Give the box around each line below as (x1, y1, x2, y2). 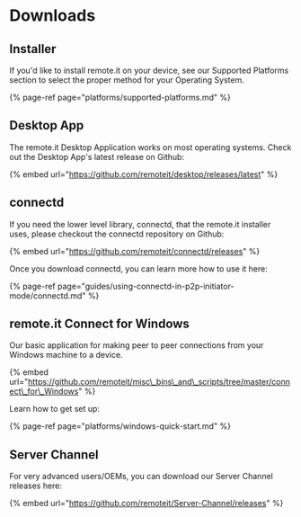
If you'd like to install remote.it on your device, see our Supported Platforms (9, 65, 289, 76)
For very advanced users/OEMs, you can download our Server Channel (9, 471, 274, 482)
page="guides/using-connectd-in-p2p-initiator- (57, 281, 235, 291)
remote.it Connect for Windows (9, 316, 190, 332)
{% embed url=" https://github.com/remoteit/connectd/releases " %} (9, 245, 261, 256)
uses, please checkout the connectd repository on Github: (9, 228, 225, 239)
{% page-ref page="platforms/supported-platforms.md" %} (9, 92, 231, 103)
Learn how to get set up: (9, 404, 101, 414)
